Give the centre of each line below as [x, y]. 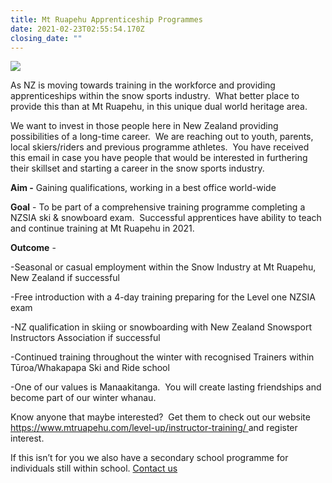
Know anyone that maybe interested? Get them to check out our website [160, 417]
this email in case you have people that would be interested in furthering [159, 158]
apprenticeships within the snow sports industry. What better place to [155, 96]
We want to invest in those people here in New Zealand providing [144, 126]
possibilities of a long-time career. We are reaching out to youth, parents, [162, 137]
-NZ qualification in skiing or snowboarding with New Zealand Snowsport [161, 327]
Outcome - [33, 248]
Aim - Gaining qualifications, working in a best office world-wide [143, 188]
